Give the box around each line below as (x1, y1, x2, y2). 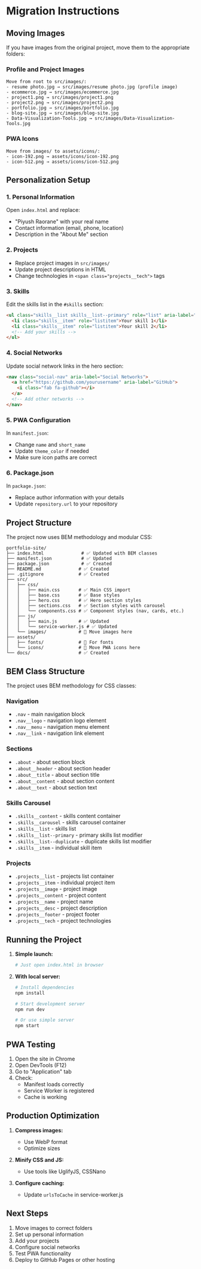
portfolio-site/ (6, 545, 47, 552)
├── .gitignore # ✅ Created (6, 571, 109, 577)
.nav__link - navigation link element (14, 729, 105, 737)
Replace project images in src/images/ (14, 259, 110, 266)
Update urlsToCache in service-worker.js (23, 1191, 124, 1198)
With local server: (14, 973, 61, 980)
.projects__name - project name (14, 898, 94, 905)
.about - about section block (14, 758, 86, 765)
